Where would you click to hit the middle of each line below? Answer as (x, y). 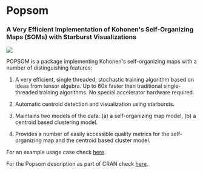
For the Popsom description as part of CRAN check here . (77, 164)
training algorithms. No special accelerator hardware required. (117, 93)
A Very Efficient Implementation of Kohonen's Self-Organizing (100, 30)
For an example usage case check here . (56, 152)
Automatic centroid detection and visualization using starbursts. (95, 104)
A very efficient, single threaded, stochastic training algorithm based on (105, 80)
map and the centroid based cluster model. (97, 140)
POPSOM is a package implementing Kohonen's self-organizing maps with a (101, 62)
